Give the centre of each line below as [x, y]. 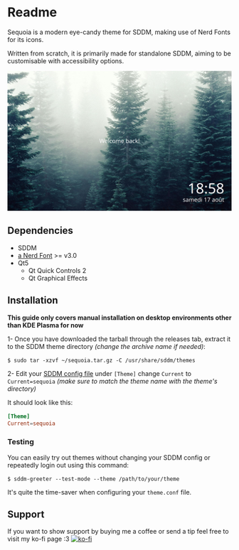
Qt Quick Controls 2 [57, 270]
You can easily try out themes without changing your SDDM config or [109, 457]
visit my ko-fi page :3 [38, 539]
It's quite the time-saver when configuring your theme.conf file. [100, 492]
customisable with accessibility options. [66, 60]
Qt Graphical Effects [58, 278]
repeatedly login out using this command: [68, 465]
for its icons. [26, 39]
